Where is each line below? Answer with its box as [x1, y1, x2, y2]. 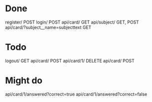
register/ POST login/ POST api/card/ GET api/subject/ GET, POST [5, 19, 139, 25]
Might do [5, 75, 43, 86]
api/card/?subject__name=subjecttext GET [5, 24, 92, 30]
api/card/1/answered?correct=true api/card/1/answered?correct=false [5, 91, 147, 97]
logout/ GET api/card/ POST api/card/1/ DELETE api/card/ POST [5, 57, 135, 64]
